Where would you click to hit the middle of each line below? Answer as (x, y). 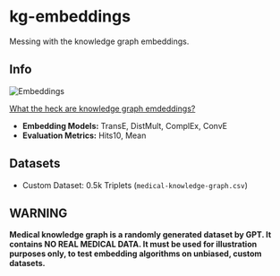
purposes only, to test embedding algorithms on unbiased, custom (136, 254)
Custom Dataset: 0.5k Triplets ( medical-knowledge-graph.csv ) (135, 185)
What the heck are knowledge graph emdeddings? (102, 108)
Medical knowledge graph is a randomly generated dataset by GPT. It (140, 235)
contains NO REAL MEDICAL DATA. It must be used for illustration (133, 245)
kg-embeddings (70, 17)
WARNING (38, 213)
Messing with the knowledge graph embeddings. (99, 41)
